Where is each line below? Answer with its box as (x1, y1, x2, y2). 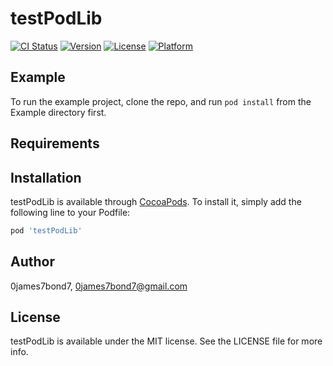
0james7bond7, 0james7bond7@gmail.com (10, 280, 188, 292)
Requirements (10, 135, 100, 152)
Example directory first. (10, 106, 107, 118)
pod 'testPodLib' (10, 225, 83, 236)
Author (10, 253, 55, 271)
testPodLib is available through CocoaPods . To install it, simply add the (10, 195, 302, 207)
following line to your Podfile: (10, 206, 131, 218)
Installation (10, 169, 82, 186)
